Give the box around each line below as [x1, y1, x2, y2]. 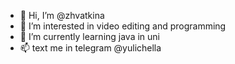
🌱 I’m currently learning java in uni [19, 31, 161, 42]
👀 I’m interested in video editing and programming [19, 20, 227, 32]
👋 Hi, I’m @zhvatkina [19, 10, 105, 21]
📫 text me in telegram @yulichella [19, 42, 162, 54]
